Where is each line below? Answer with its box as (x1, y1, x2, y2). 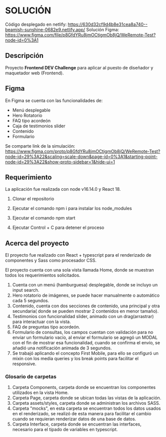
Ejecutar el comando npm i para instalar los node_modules (12, 206, 132, 212)
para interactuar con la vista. (12, 319, 71, 325)
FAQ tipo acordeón (12, 117, 51, 123)
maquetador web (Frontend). (5, 70, 64, 76)
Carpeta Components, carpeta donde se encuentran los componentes (12, 384, 156, 390)
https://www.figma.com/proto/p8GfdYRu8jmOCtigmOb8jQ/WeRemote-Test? (5, 148, 161, 154)
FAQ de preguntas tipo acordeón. (12, 324, 80, 330)
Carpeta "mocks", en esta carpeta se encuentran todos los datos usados (12, 405, 161, 411)
